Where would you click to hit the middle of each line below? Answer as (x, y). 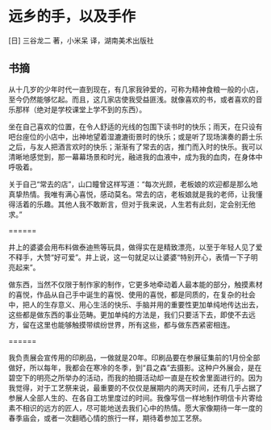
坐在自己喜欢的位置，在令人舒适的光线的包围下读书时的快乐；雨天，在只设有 (135, 127)
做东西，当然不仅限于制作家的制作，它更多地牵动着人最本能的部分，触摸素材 (135, 284)
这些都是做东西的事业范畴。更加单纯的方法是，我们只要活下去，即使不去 (128, 315)
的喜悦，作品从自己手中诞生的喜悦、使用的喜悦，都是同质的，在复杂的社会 (132, 294)
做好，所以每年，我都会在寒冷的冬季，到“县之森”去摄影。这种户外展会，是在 (135, 367)
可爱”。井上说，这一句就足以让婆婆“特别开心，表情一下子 (156, 257)
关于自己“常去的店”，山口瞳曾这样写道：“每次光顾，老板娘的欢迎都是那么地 (133, 184)
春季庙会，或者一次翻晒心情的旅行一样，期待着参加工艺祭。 (107, 418)
